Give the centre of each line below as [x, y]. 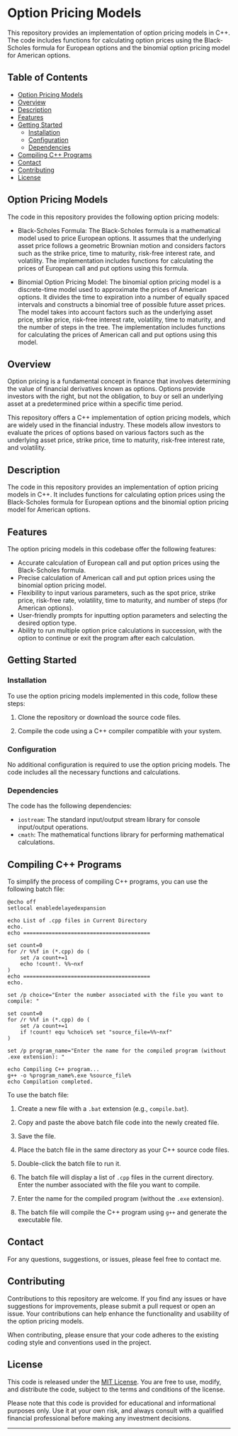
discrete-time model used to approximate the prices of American [112, 289]
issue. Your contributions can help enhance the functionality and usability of [119, 1313]
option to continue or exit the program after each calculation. [106, 638]
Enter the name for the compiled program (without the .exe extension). [121, 1199]
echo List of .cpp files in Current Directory [77, 921]
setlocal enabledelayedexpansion [57, 908]
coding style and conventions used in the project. [79, 1342]
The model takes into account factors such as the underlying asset [115, 312]
